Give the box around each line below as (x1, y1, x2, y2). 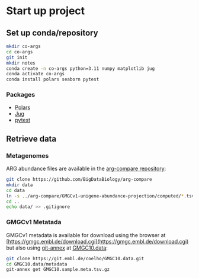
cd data (6, 187, 25, 193)
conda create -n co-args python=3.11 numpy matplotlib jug (6, 65, 155, 72)
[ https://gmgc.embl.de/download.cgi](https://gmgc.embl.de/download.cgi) (6, 238, 189, 245)
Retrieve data (6, 133, 57, 143)
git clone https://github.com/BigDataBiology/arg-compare (6, 177, 152, 183)
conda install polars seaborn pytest (6, 76, 99, 82)
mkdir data (6, 182, 33, 188)
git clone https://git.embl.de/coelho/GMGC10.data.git (6, 255, 145, 261)
